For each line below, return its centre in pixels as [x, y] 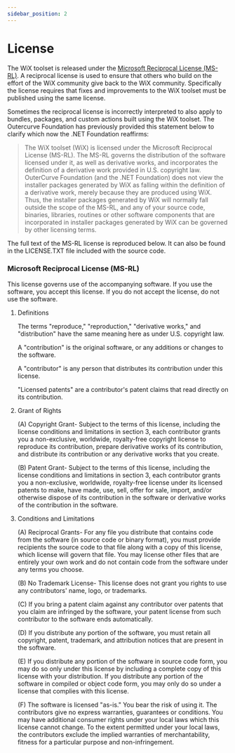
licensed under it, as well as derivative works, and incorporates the [121, 162]
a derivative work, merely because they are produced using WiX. [118, 192]
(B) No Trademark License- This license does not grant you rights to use [122, 583]
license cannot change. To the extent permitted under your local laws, [119, 727]
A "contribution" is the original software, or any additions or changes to [120, 347]
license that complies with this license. [73, 691]
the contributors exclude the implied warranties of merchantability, [114, 734]
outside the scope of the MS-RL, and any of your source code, [115, 207]
